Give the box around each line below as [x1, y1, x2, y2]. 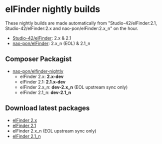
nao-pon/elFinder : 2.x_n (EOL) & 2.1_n [12, 40, 91, 46]
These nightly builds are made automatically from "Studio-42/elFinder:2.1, [5, 20, 157, 26]
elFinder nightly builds [5, 3, 100, 15]
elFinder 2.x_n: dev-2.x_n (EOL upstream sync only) [19, 84, 128, 90]
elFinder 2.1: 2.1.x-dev [19, 78, 66, 84]
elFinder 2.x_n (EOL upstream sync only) [12, 127, 96, 133]
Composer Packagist [5, 55, 72, 63]
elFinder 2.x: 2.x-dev [19, 73, 64, 79]
